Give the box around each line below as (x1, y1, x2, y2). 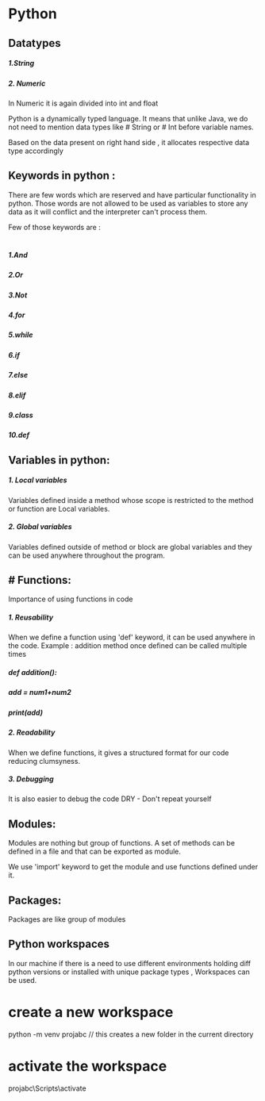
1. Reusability (8, 612, 54, 623)
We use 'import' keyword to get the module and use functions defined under (8, 862, 259, 872)
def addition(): (8, 668, 57, 677)
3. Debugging (8, 774, 54, 784)
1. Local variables (8, 475, 67, 485)
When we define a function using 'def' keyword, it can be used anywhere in (8, 632, 255, 643)
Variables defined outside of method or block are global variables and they (8, 542, 252, 551)
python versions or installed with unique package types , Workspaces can (8, 967, 250, 976)
